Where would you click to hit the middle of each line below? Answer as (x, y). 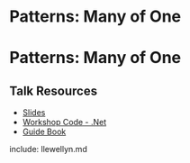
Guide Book (44, 131)
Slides (34, 113)
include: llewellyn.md (48, 149)
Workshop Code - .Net (64, 122)
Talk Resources (53, 91)
